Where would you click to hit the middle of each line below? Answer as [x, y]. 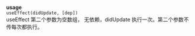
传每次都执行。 [24, 27]
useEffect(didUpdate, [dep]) [42, 13]
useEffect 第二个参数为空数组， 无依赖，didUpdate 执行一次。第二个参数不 [97, 19]
